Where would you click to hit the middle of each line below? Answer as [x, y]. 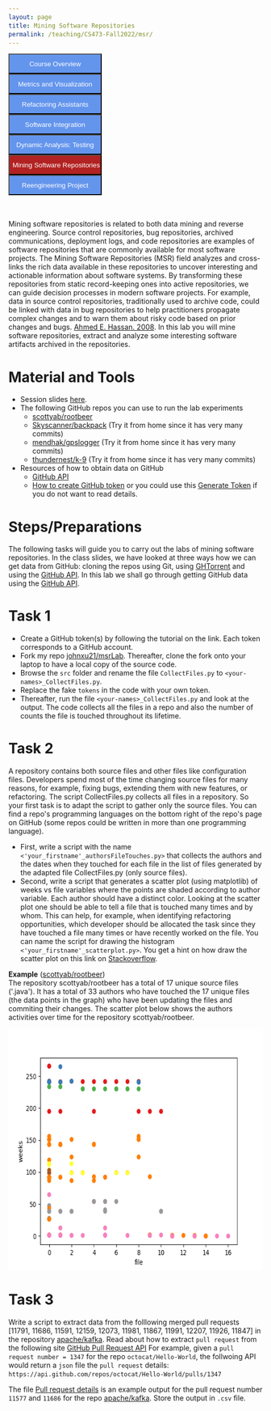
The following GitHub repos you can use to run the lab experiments [131, 408]
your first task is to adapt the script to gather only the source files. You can [133, 806]
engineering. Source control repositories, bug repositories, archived [121, 233]
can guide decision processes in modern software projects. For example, [129, 293]
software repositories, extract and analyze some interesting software [123, 336]
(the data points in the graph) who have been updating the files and [120, 1000]
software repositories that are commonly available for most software [122, 250]
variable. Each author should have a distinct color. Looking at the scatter [140, 899]
